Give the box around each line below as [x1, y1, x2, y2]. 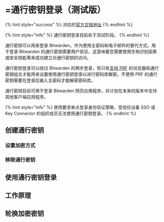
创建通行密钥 [5, 126, 44, 135]
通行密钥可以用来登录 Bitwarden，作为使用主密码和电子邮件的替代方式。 [5, 42, 152, 48]
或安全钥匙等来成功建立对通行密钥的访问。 [5, 54, 91, 60]
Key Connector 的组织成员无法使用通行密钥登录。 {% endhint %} [5, 110, 137, 116]
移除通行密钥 [5, 156, 36, 163]
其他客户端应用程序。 [5, 94, 48, 99]
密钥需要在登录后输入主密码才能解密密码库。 [5, 77, 96, 83]
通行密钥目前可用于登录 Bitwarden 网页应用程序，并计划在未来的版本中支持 [5, 88, 157, 94]
